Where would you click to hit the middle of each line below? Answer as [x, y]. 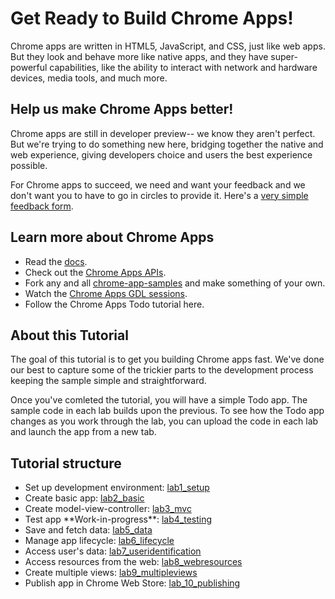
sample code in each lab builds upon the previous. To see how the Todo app [167, 411]
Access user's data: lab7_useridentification [113, 551]
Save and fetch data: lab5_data [88, 530]
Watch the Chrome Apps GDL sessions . [106, 293]
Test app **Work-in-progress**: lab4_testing [118, 519]
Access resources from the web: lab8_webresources [133, 562]
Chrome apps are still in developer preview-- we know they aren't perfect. [163, 133]
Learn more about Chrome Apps [112, 237]
